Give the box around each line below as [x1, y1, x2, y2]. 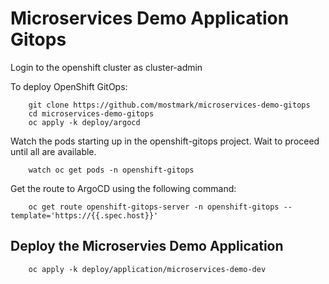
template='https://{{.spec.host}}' [10, 210, 159, 221]
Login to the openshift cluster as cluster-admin [10, 61, 203, 73]
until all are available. [10, 145, 97, 157]
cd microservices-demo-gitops [28, 108, 155, 119]
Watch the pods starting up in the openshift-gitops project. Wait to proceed [10, 135, 320, 147]
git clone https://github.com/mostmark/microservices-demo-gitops [28, 100, 311, 110]
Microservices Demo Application [10, 7, 290, 30]
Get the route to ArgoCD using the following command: [10, 182, 237, 194]
